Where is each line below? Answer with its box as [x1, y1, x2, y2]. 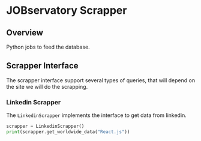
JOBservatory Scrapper [6, 4, 127, 17]
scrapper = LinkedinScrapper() [6, 124, 85, 130]
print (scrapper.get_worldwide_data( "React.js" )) [6, 128, 130, 135]
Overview [6, 28, 44, 38]
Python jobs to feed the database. [6, 43, 90, 50]
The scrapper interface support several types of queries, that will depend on [6, 76, 196, 84]
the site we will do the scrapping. [6, 83, 88, 90]
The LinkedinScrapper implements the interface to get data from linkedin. [6, 112, 187, 119]
